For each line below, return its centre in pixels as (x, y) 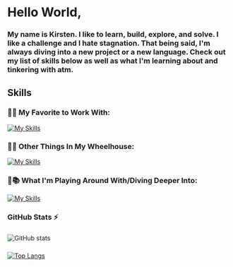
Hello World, (44, 12)
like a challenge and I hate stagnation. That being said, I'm (109, 43)
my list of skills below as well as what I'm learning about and (113, 61)
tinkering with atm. (41, 70)
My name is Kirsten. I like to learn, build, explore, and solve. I (113, 35)
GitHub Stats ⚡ (33, 218)
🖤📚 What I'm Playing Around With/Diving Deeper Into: (102, 181)
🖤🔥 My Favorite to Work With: (59, 112)
